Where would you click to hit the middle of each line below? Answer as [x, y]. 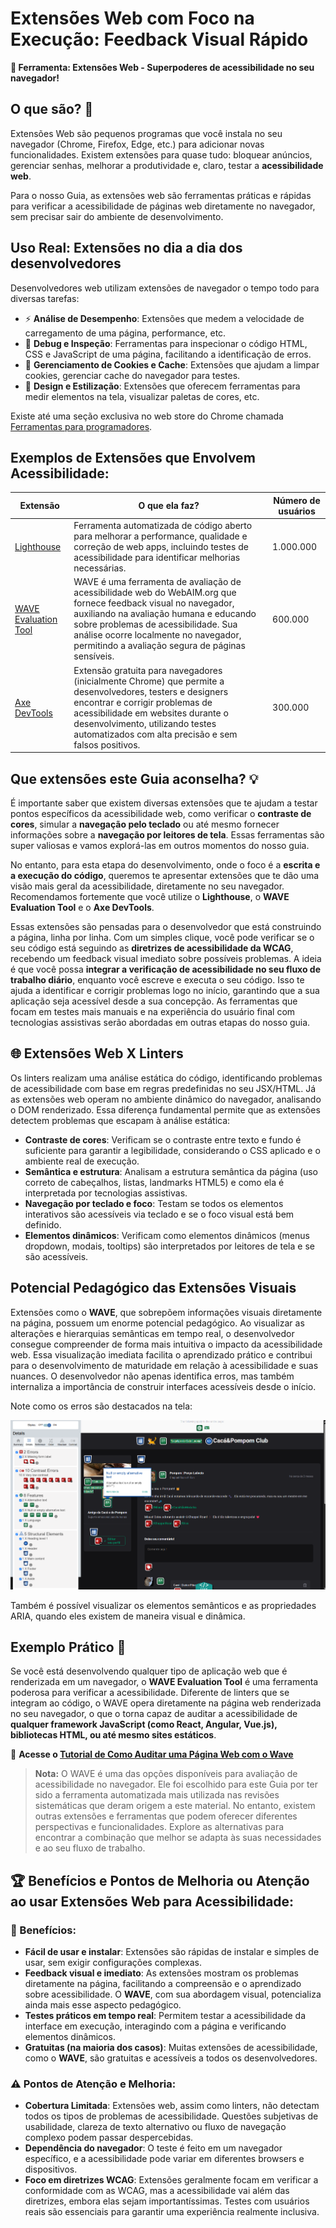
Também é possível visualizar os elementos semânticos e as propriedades [163, 1605]
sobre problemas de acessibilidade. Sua [155, 624]
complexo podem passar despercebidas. [109, 2138]
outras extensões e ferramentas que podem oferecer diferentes [166, 1816]
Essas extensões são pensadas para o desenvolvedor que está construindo [166, 926]
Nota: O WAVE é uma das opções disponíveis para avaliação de [166, 1774]
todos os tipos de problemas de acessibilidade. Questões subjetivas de [171, 2116]
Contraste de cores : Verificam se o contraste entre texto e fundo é [163, 1139]
